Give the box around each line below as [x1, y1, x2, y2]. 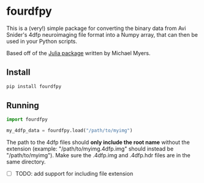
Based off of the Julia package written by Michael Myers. [6, 49, 151, 56]
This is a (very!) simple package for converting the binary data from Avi [6, 24, 186, 32]
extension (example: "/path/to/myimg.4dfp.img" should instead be [6, 145, 174, 152]
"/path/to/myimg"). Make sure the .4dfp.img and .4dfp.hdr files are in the [6, 152, 191, 159]
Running [6, 100, 40, 111]
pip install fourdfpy [6, 83, 62, 89]
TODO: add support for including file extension [15, 170, 134, 177]
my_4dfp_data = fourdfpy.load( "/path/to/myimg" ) [6, 127, 133, 134]
